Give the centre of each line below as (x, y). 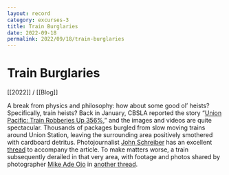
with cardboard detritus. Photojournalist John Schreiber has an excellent (110, 143)
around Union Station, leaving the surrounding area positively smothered (110, 135)
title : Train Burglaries (43, 26)
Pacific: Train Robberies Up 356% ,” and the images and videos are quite (109, 121)
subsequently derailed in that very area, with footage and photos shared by (114, 157)
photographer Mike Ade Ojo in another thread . (73, 164)
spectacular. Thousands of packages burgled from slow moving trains (106, 127)
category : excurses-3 (38, 20)
